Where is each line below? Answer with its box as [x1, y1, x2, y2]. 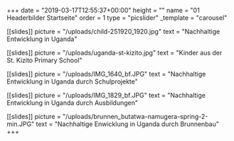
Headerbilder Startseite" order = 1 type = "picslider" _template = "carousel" [6, 13, 228, 22]
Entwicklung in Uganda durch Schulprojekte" [6, 77, 138, 86]
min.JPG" [6, 120, 35, 128]
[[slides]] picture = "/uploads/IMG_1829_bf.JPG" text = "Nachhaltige [6, 91, 206, 99]
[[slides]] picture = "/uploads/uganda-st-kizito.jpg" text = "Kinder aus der [6, 49, 223, 57]
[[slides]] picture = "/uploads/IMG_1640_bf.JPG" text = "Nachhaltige [6, 70, 206, 78]
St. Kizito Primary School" [6, 56, 83, 64]
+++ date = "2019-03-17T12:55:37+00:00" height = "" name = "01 [6, 6, 200, 14]
